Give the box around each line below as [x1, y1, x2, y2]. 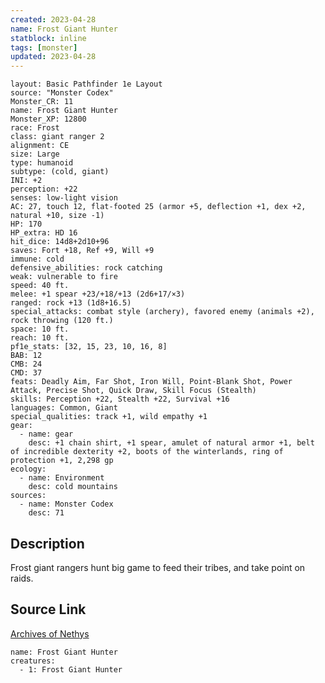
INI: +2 [10, 176, 43, 186]
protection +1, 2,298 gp [10, 456, 114, 466]
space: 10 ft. [10, 324, 70, 335]
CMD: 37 [10, 368, 43, 378]
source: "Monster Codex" [10, 88, 114, 98]
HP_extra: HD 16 [10, 228, 78, 238]
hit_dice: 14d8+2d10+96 [10, 237, 110, 247]
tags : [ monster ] [10, 42, 78, 53]
